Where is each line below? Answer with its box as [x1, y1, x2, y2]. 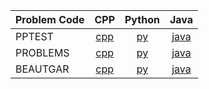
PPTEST [15, 30, 54, 43]
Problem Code [15, 13, 85, 26]
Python [124, 13, 160, 26]
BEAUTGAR [15, 62, 70, 76]
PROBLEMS [15, 46, 70, 59]
